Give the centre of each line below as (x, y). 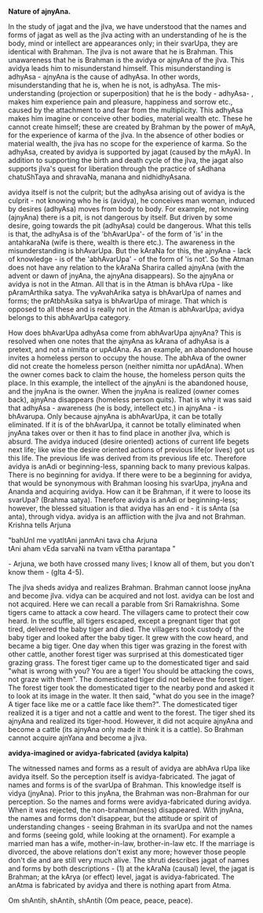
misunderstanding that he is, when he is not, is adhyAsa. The (106, 85)
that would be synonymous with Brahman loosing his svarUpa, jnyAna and (128, 483)
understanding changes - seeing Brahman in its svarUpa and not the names (130, 826)
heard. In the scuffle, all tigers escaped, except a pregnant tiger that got (124, 621)
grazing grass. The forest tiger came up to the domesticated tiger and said (129, 663)
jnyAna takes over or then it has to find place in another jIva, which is (119, 433)
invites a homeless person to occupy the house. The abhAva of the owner (128, 358)
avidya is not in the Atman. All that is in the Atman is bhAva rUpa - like (121, 284)
